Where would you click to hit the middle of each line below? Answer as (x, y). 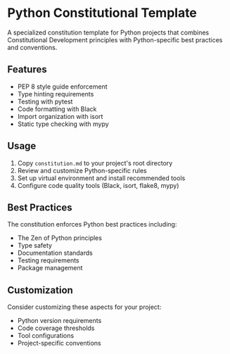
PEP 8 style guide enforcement (62, 87)
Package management (50, 268)
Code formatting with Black (57, 109)
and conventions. (32, 47)
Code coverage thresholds (56, 328)
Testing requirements (48, 260)
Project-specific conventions (59, 343)
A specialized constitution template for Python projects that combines (108, 32)
